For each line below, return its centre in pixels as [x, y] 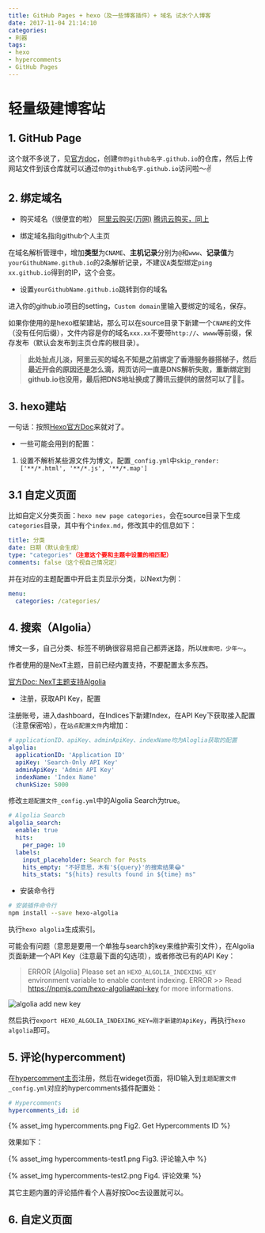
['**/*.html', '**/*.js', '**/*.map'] [83, 469]
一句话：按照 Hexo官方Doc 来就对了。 [68, 427]
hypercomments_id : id [44, 1110]
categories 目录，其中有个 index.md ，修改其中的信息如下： [102, 525]
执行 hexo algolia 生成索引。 [54, 929]
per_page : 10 [44, 845]
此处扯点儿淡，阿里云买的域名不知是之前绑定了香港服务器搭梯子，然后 [142, 359]
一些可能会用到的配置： [58, 443]
